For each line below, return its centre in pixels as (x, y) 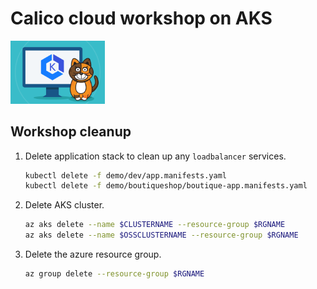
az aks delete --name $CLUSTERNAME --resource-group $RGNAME (155, 225)
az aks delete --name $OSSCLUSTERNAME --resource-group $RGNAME (161, 235)
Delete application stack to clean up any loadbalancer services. (155, 156)
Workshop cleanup (71, 132)
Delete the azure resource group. (93, 254)
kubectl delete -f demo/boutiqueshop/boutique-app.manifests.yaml (166, 186)
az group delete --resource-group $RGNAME (114, 274)
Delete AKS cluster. (64, 205)
